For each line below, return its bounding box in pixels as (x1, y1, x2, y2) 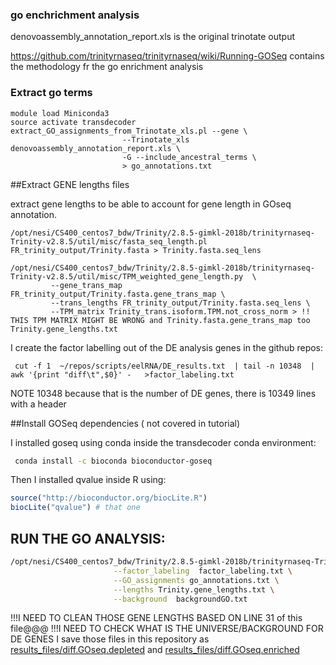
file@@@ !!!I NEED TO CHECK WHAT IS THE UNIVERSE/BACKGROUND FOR (10, 623, 324, 635)
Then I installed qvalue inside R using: (10, 474, 167, 486)
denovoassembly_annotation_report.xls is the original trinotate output (10, 31, 296, 43)
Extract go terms (10, 86, 93, 100)
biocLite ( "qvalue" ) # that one (10, 503, 141, 513)
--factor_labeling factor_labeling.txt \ (113, 566, 293, 576)
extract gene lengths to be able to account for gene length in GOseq (10, 198, 292, 210)
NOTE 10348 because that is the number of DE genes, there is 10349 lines (10, 387, 317, 399)
